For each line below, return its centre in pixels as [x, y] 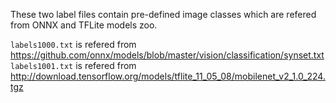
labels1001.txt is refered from [73, 65]
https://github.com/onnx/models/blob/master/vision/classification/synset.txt [167, 55]
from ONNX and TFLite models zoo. [84, 25]
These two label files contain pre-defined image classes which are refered [163, 14]
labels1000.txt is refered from [73, 44]
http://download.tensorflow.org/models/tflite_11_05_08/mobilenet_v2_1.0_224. [168, 76]
